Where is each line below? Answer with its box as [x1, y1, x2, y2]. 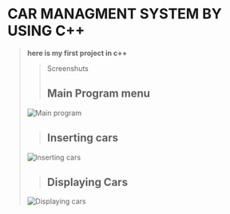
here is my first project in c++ [26, 48, 128, 57]
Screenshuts [46, 63, 89, 73]
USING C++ [7, 22, 85, 40]
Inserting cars [46, 131, 119, 145]
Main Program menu [46, 87, 151, 101]
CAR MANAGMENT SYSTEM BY [7, 5, 223, 23]
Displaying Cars [46, 175, 129, 188]
